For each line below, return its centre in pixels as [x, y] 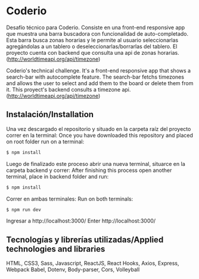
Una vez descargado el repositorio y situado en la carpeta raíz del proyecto [99, 128]
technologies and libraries [56, 249]
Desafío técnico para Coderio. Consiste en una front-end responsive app [96, 27]
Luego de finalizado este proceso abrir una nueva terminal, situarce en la [96, 164]
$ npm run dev [24, 209]
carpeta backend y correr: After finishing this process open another [89, 170]
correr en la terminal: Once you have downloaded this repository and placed [100, 135]
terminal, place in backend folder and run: [57, 176]
